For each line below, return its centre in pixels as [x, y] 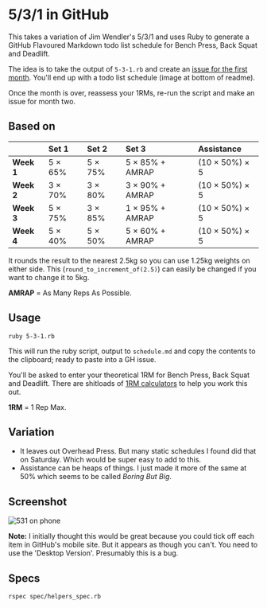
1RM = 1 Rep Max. [37, 407]
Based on [32, 126]
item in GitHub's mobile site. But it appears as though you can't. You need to [133, 545]
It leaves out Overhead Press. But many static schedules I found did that [138, 451]
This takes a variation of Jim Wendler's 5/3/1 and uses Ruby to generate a [129, 37]
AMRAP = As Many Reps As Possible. [70, 293]
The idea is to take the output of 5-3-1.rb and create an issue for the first [128, 68]
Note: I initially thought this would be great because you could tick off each [132, 536]
